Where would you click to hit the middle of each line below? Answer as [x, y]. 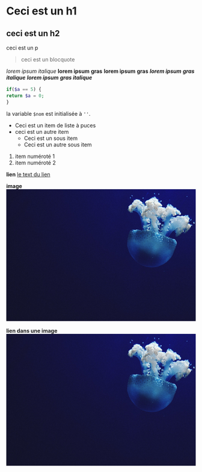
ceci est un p [22, 48]
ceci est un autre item [42, 131]
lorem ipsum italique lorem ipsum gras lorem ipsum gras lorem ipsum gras [100, 71]
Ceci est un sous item [51, 138]
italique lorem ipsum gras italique [49, 77]
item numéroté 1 [35, 156]
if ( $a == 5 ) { [24, 89]
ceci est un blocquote [48, 59]
